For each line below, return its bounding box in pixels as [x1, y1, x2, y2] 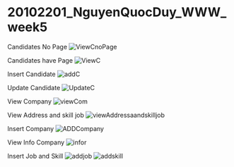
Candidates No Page [7, 42, 68, 51]
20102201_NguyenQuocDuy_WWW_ [7, 4, 227, 20]
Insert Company [7, 124, 54, 132]
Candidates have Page [7, 56, 73, 64]
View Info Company [7, 138, 65, 147]
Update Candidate [7, 83, 61, 92]
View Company [7, 97, 52, 106]
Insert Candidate [7, 70, 56, 78]
